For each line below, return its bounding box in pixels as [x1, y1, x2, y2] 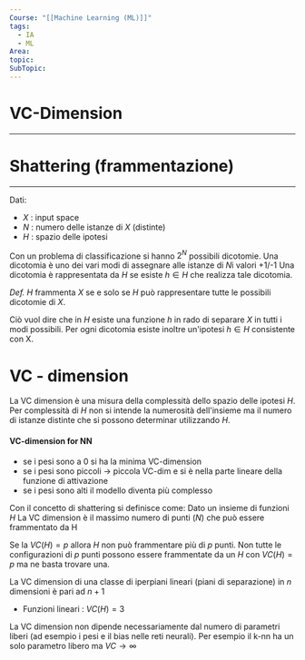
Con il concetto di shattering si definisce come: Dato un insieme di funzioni [9, 502, 290, 513]
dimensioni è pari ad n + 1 [9, 586, 105, 596]
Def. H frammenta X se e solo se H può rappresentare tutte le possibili [9, 287, 271, 298]
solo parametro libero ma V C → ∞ [9, 640, 137, 651]
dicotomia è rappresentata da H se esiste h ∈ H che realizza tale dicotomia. [9, 270, 293, 281]
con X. [9, 333, 34, 345]
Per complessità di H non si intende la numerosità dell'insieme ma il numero [9, 405, 292, 416]
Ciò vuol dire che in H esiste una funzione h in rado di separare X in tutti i [9, 314, 283, 325]
